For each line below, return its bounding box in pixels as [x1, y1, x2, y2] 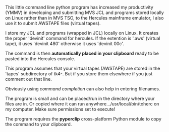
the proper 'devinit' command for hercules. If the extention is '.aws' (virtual [5, 35, 160, 41]
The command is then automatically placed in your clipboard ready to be [5, 50, 159, 56]
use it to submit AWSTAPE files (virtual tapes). [5, 20, 101, 26]
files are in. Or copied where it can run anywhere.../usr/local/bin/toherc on [5, 101, 159, 107]
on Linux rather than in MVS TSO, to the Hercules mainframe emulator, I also [5, 15, 164, 21]
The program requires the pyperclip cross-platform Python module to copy [5, 116, 161, 122]
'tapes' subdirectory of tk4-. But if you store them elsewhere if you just [5, 71, 153, 77]
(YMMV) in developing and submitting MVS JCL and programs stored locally [5, 10, 164, 16]
